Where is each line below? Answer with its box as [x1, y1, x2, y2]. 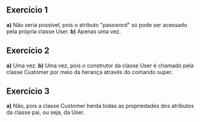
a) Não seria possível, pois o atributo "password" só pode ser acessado [6, 21, 188, 28]
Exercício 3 [6, 86, 50, 97]
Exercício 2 [6, 45, 50, 56]
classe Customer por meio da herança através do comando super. [6, 68, 173, 75]
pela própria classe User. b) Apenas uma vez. [6, 28, 121, 35]
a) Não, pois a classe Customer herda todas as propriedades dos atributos [6, 102, 194, 110]
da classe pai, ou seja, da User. [6, 109, 85, 116]
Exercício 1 [6, 5, 48, 15]
